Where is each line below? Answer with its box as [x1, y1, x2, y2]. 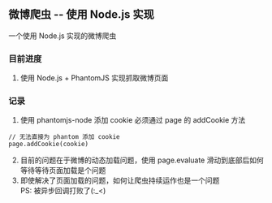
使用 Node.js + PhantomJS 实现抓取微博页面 [19, 73, 169, 83]
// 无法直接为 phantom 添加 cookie [8, 133, 120, 141]
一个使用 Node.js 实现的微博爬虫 [8, 31, 117, 41]
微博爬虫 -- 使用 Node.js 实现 [8, 7, 154, 22]
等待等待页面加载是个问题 [19, 166, 106, 175]
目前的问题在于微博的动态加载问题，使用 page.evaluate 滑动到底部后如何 [19, 155, 264, 165]
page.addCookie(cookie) [8, 140, 89, 149]
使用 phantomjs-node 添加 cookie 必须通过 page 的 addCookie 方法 [19, 115, 246, 125]
